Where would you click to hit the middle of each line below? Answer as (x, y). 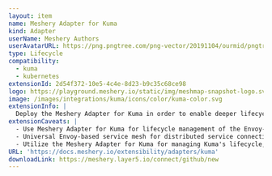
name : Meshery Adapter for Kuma (63, 24)
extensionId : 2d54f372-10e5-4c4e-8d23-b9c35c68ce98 (97, 84)
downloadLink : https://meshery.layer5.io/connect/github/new (114, 159)
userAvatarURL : (34, 46)
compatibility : (34, 62)
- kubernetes (38, 76)
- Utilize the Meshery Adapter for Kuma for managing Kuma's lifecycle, (141, 144)
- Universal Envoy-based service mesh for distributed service (124, 136)
